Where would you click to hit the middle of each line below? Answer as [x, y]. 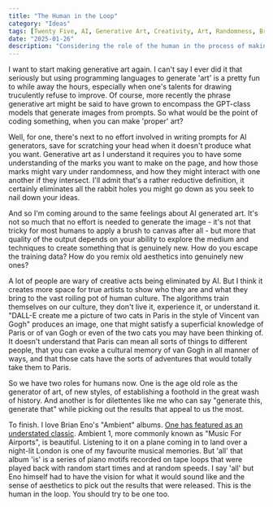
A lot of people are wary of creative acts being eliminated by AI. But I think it [136, 281]
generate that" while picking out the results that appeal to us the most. [126, 409]
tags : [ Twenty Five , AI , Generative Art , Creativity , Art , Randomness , [132, 31]
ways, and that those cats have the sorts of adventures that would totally [130, 359]
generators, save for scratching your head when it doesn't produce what [130, 146]
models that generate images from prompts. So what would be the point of [133, 113]
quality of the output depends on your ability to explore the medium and [129, 239]
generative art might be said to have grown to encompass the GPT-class [130, 104]
